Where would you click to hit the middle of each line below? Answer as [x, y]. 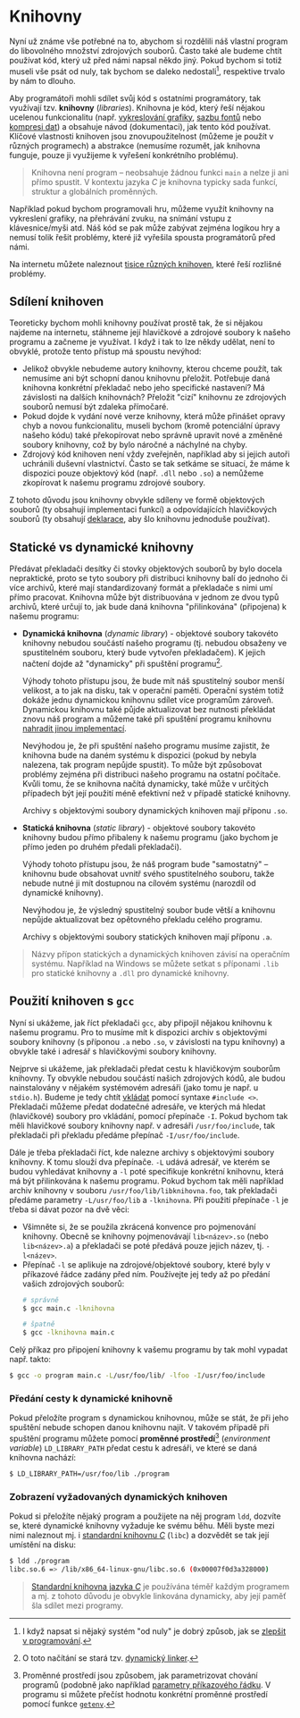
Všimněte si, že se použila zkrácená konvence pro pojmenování [139, 1226]
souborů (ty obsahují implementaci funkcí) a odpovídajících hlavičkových [143, 510]
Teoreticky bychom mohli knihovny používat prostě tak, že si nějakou [136, 323]
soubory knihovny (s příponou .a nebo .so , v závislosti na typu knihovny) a [147, 1041]
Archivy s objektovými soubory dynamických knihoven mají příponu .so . [155, 810]
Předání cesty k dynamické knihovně [91, 1398]
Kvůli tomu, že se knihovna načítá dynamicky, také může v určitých [146, 783]
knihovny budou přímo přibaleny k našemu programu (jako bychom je [150, 837]
